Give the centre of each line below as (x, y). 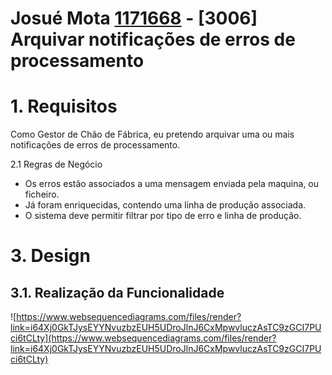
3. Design (50, 256)
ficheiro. (42, 194)
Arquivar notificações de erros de (153, 39)
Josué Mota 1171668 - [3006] (134, 18)
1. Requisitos (64, 106)
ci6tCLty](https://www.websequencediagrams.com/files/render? (143, 338)
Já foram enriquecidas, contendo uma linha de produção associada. (165, 205)
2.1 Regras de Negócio (56, 164)
